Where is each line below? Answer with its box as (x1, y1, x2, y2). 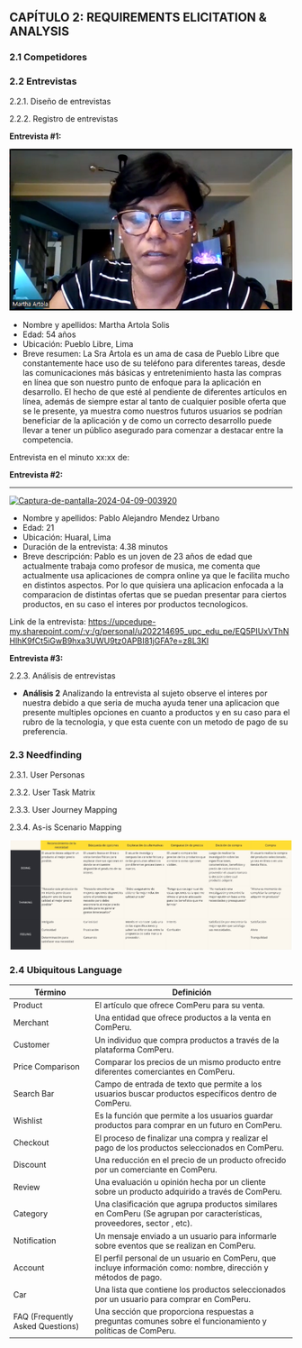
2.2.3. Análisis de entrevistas (9, 670, 116, 681)
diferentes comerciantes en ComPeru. (94, 1066, 235, 1077)
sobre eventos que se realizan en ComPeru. (94, 1240, 256, 1251)
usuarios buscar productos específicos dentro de (94, 1088, 277, 1099)
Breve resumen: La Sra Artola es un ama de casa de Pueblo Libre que (22, 349, 280, 360)
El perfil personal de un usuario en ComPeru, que (94, 1252, 277, 1263)
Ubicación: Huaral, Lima (22, 532, 111, 542)
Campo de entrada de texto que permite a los (94, 1079, 262, 1089)
